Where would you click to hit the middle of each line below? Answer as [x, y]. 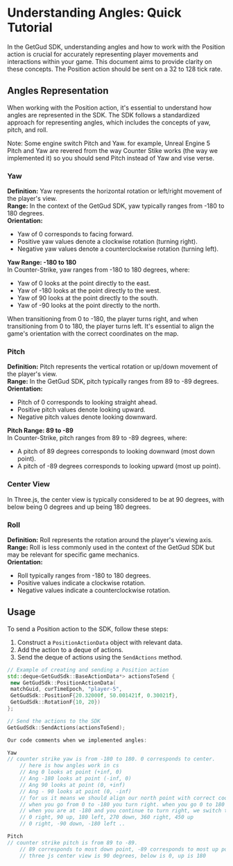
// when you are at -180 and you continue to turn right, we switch [121, 811]
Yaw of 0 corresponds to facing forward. [75, 234]
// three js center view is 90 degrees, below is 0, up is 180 [113, 856]
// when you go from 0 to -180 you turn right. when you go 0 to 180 [122, 804]
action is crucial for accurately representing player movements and [103, 54]
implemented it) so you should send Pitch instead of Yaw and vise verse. [111, 158]
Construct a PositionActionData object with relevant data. [100, 642]
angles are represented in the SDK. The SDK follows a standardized [103, 115]
